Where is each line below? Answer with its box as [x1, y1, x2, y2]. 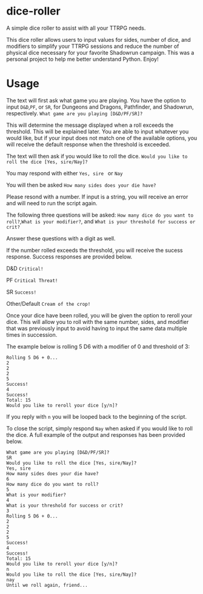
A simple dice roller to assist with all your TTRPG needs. [6, 24, 146, 32]
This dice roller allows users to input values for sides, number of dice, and [6, 36, 191, 43]
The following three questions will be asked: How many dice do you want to [6, 211, 194, 218]
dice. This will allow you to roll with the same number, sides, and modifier [6, 318, 189, 325]
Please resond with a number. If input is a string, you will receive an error [6, 193, 188, 200]
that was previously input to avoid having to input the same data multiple [6, 325, 187, 332]
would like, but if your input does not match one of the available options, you [6, 134, 198, 141]
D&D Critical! [6, 265, 44, 272]
